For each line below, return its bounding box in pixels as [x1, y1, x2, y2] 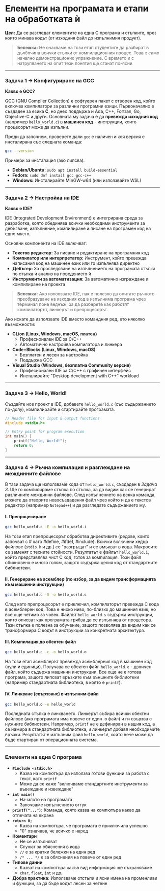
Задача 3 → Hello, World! [5, 390, 67, 397]
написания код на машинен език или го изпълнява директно [12, 260, 140, 266]
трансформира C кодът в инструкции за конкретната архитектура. [5, 627, 146, 634]
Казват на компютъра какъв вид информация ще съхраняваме [19, 864, 152, 870]
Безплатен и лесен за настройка [19, 352, 88, 358]
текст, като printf [19, 775, 57, 782]
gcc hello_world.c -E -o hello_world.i [5, 525, 87, 530]
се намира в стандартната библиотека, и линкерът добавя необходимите [5, 726, 160, 732]
